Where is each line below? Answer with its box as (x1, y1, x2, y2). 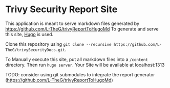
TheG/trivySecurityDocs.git (5, 47, 66, 52)
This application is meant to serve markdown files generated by (5, 20, 140, 26)
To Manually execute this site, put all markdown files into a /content (5, 56, 148, 62)
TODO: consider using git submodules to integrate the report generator (5, 71, 155, 77)
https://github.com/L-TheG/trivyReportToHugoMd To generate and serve (5, 25, 159, 32)
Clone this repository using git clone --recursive (5, 41, 112, 47)
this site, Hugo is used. (5, 31, 54, 37)
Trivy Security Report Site (5, 4, 118, 15)
